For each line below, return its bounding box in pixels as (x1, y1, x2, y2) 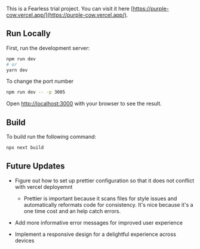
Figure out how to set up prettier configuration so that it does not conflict (14, 177, 195, 184)
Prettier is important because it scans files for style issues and (23, 195, 177, 202)
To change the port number (6, 77, 74, 85)
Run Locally (6, 29, 51, 39)
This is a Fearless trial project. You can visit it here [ (6, 5, 133, 12)
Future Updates (6, 161, 65, 172)
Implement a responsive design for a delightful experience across (14, 231, 176, 238)
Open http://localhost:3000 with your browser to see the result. (6, 100, 162, 107)
